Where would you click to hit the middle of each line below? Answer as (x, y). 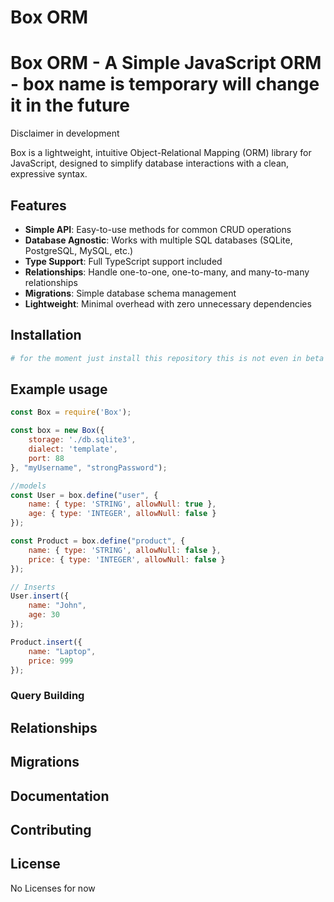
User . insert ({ (40, 596)
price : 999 (51, 661)
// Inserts (33, 587)
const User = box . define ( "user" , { (84, 495)
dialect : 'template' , (73, 449)
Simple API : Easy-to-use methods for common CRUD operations (158, 229)
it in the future (70, 105)
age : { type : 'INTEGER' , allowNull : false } (122, 514)
